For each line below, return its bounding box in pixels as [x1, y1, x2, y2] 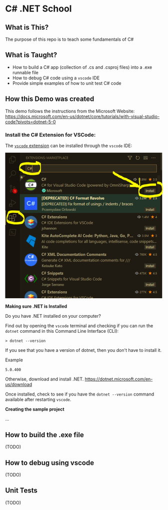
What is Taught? [5, 51, 57, 59]
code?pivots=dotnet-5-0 [5, 118, 56, 124]
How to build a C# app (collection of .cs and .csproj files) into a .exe [12, 64, 152, 70]
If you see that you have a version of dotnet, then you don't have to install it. [5, 347, 162, 353]
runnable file [12, 69, 38, 75]
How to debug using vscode [5, 458, 94, 467]
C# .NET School [5, 3, 72, 15]
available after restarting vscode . [5, 397, 71, 403]
